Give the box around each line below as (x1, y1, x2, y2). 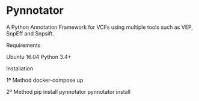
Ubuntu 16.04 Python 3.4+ (6, 53, 72, 60)
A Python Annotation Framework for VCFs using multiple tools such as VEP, (6, 23, 194, 31)
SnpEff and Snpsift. (6, 29, 54, 37)
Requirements (6, 41, 41, 49)
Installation (6, 64, 34, 72)
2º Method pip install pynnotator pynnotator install (6, 88, 131, 95)
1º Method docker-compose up (6, 76, 84, 84)
